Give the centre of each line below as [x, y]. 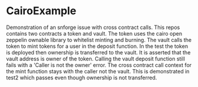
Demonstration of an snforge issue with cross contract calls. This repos [93, 27]
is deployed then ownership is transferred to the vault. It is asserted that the [98, 52]
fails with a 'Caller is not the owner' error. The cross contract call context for [99, 65]
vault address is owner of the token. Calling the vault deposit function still [95, 59]
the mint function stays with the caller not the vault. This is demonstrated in [98, 71]
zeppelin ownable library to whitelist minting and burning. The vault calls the [99, 40]
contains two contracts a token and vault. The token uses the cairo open [94, 33]
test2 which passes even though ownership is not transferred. [82, 78]
